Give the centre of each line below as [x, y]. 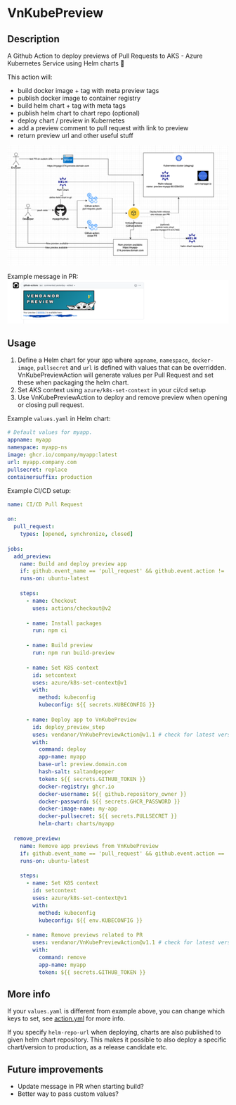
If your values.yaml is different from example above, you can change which [116, 1011]
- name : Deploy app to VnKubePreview [81, 720]
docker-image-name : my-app [78, 809]
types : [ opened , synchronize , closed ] [77, 534]
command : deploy [62, 749]
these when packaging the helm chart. [73, 382]
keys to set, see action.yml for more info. [66, 1018]
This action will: [30, 77]
